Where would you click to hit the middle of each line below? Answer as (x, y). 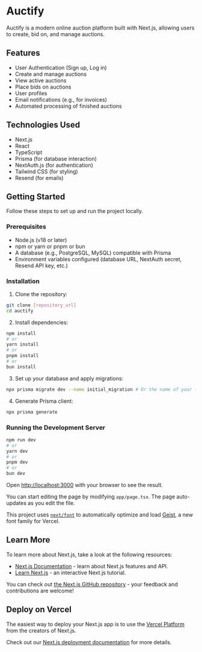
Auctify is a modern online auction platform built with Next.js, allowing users (100, 28)
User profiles (31, 93)
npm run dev (21, 440)
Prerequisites (26, 227)
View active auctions (41, 80)
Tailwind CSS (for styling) (46, 171)
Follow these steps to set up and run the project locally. (75, 211)
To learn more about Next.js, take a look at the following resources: (89, 554)
